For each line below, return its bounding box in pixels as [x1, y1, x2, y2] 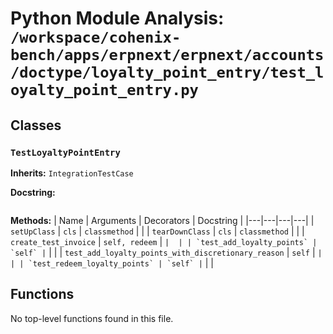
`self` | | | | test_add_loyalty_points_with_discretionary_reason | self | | [10, 246, 323, 258]
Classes [10, 117, 62, 134]
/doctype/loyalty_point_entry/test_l [10, 63, 325, 82]
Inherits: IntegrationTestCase [10, 167, 134, 179]
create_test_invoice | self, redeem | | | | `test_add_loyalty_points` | [10, 235, 318, 247]
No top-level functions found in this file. [10, 312, 174, 324]
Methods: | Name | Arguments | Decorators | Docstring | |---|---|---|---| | [10, 214, 315, 226]
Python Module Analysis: [10, 7, 225, 30]
